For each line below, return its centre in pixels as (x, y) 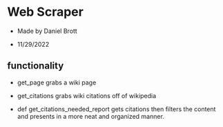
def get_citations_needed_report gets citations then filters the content (116, 109)
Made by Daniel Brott (47, 31)
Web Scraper (46, 12)
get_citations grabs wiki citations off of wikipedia (87, 95)
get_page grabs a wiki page (57, 82)
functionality (36, 66)
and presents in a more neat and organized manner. (90, 116)
